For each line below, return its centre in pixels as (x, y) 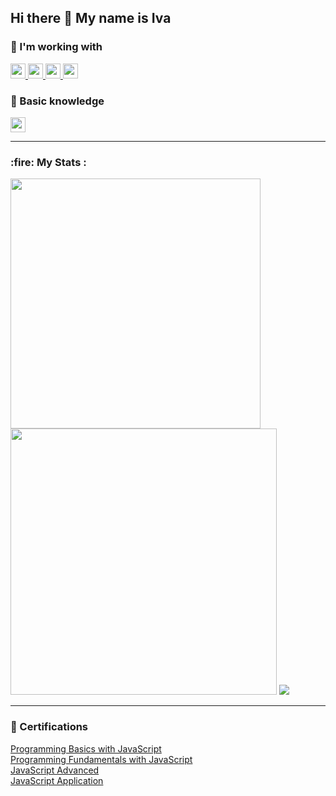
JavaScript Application (57, 780)
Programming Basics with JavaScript (86, 748)
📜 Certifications (49, 727)
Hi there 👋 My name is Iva (91, 18)
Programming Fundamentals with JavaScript (101, 759)
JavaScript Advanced (55, 770)
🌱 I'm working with (56, 47)
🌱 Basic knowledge (57, 101)
